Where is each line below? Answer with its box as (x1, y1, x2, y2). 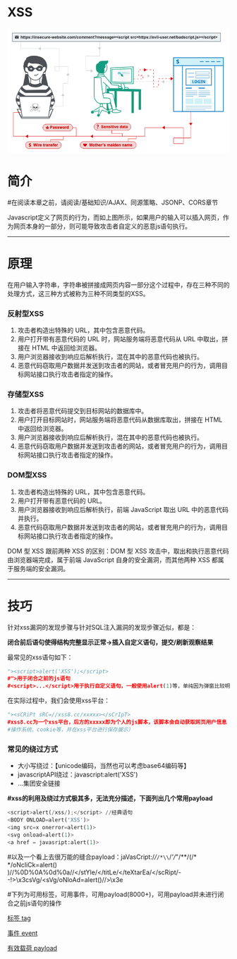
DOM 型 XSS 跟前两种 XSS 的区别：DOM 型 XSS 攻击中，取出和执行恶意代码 (7, 546, 229, 555)
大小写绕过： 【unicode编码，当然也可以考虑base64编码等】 (17, 762, 190, 770)
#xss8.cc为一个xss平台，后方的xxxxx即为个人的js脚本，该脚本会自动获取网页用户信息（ (7, 719, 233, 726)
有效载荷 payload (7, 943, 58, 952)
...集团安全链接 (17, 779, 61, 788)
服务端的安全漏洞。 (13, 564, 69, 573)
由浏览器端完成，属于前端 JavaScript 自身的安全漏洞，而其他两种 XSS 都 (7, 555, 219, 564)
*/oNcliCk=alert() (7, 860, 58, 869)
